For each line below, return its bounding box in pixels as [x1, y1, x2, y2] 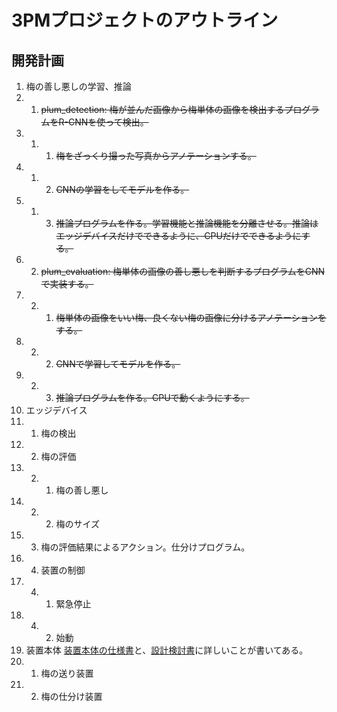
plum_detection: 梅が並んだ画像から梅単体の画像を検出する [40, 104, 285, 115]
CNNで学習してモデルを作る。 [55, 358, 181, 370]
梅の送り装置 [40, 667, 94, 679]
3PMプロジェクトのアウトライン [11, 9, 279, 32]
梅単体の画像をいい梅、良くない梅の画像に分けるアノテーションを [55, 312, 327, 323]
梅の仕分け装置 [40, 691, 103, 702]
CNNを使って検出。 [68, 116, 149, 128]
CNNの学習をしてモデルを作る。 [55, 184, 190, 195]
